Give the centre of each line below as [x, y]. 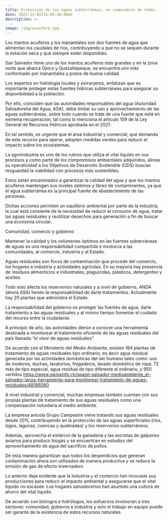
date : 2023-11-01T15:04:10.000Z [39, 14]
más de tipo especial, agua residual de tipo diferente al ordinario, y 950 [78, 369]
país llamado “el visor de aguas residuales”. [50, 338]
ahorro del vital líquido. [29, 492]
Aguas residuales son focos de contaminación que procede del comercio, [81, 261]
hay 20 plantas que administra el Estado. [47, 298]
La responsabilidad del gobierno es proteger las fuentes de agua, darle [78, 307]
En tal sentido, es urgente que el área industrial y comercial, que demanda [82, 134]
